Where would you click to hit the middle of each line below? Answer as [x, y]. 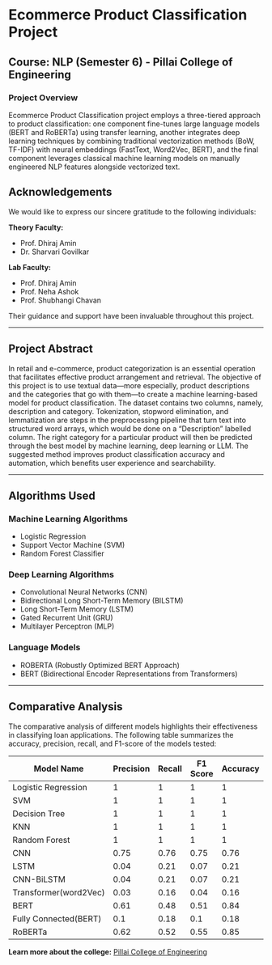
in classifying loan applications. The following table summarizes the [121, 734]
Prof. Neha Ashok [49, 291]
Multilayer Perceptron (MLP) [67, 626]
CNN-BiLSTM [39, 879]
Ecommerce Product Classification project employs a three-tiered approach [134, 115]
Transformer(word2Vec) [59, 892]
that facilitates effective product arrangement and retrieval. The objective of [135, 377]
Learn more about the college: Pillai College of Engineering [108, 951]
